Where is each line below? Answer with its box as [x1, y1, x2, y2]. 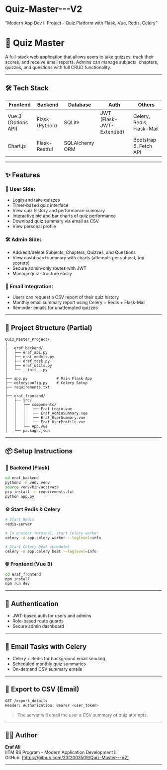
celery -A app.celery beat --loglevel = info [5, 549, 97, 554]
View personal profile [12, 224, 56, 230]
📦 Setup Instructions [5, 447, 73, 456]
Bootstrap [133, 136, 157, 143]
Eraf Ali [5, 744, 21, 750]
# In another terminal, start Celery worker [5, 531, 99, 536]
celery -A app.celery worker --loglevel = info [5, 535, 101, 540]
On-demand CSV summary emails [12, 666, 83, 672]
